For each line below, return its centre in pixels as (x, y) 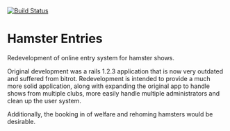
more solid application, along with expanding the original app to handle (109, 86)
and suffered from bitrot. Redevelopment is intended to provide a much (109, 78)
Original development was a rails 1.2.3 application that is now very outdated (115, 71)
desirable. (22, 121)
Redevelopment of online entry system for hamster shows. (91, 58)
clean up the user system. (44, 101)
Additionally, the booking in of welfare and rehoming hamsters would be (110, 114)
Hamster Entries (55, 39)
